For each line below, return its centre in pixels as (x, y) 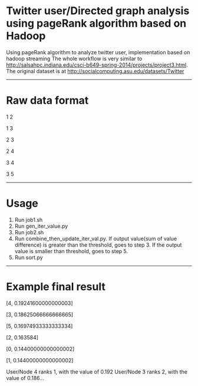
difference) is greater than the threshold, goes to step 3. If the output (98, 245)
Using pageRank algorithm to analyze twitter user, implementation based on (98, 52)
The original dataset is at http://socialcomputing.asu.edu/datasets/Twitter (95, 71)
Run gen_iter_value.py (41, 226)
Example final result (56, 287)
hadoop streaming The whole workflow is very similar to (74, 58)
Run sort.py (29, 257)
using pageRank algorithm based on (96, 23)
